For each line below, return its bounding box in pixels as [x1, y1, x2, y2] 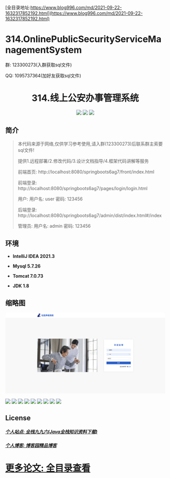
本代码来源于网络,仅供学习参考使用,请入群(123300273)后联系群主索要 [17, 141, 163, 147]
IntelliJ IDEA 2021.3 [12, 253, 55, 259]
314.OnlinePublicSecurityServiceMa [5, 34, 161, 45]
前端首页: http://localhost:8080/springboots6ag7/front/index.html [17, 169, 155, 175]
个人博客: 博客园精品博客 [5, 442, 57, 448]
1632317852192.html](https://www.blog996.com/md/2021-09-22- [5, 10, 143, 16]
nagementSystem [5, 44, 82, 56]
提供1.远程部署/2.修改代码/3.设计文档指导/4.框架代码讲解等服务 [17, 157, 149, 164]
